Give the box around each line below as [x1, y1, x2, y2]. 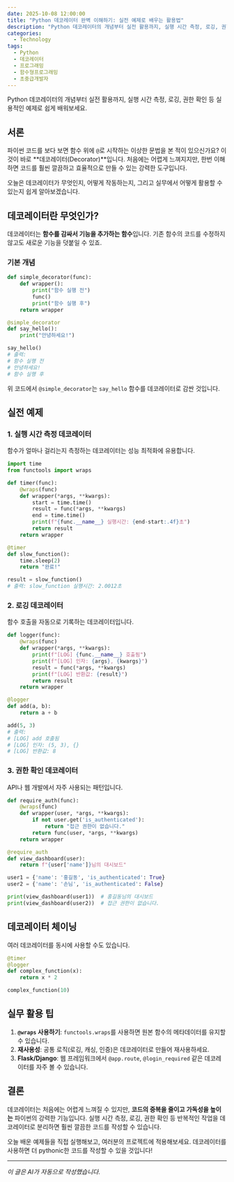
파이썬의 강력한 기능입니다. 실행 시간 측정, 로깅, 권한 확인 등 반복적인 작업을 [14, 1113, 219, 1122]
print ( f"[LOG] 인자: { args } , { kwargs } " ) [32, 658, 148, 665]
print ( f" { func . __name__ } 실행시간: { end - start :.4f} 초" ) [32, 519, 190, 526]
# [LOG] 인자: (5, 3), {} [7, 742, 80, 749]
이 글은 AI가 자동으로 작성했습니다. [7, 1167, 101, 1176]
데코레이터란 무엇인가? [7, 210, 99, 222]
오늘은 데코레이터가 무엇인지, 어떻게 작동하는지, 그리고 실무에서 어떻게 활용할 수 [7, 179, 223, 187]
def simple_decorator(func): [7, 274, 92, 281]
